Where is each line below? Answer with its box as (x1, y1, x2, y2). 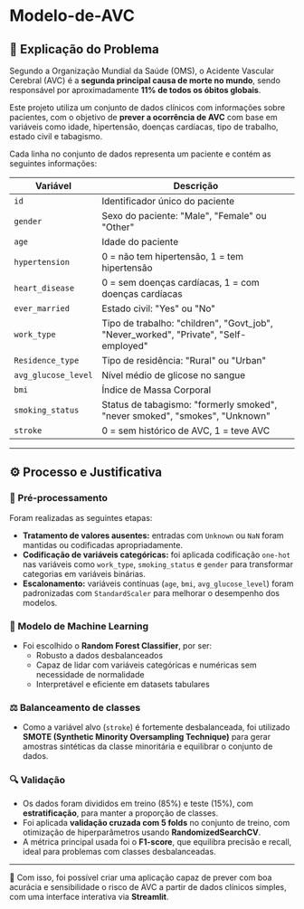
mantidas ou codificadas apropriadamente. (22, 539, 184, 550)
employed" (101, 340, 148, 352)
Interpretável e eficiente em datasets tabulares (35, 678, 210, 689)
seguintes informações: (9, 158, 98, 168)
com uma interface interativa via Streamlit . (9, 891, 169, 902)
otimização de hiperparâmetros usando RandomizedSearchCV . (22, 827, 261, 838)
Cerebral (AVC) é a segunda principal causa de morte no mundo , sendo (9, 75, 280, 86)
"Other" (101, 221, 135, 233)
